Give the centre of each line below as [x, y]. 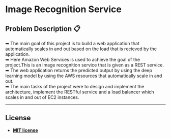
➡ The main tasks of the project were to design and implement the [75, 87]
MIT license [25, 130]
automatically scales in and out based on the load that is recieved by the [81, 49]
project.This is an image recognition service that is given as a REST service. [85, 65]
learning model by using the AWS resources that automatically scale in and [84, 76]
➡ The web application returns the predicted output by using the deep [79, 70]
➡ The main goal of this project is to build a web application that [73, 43]
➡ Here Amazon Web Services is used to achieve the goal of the [73, 60]
